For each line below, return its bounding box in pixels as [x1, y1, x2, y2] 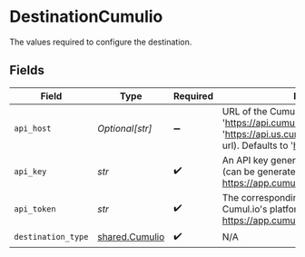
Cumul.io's [221, 203, 268, 215]
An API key [221, 153, 270, 166]
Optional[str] [96, 122, 152, 134]
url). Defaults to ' [221, 139, 294, 152]
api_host [14, 123, 52, 133]
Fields [9, 63, 45, 78]
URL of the [221, 104, 268, 117]
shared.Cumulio [96, 231, 165, 243]
